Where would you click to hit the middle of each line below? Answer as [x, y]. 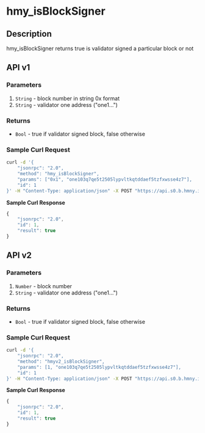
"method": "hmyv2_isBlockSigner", [61, 362]
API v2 [19, 256]
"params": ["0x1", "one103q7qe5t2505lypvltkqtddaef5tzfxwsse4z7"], [105, 179]
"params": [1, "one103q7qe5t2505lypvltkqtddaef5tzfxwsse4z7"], [99, 367]
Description [29, 34]
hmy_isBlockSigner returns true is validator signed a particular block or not [100, 48]
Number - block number [43, 286]
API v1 [18, 67]
